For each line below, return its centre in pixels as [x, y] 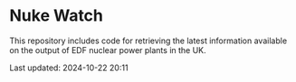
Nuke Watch [57, 16]
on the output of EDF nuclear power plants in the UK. [108, 50]
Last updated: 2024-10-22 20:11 [69, 68]
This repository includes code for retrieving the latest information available [148, 41]
